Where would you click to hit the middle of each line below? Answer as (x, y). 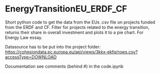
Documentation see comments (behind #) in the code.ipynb (64, 66)
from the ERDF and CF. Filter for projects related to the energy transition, (77, 27)
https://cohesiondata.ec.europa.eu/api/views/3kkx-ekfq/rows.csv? (71, 52)
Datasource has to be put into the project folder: (53, 47)
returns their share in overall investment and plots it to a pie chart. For (74, 32)
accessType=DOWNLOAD (31, 57)
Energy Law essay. (24, 37)
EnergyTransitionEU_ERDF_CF (66, 9)
